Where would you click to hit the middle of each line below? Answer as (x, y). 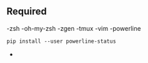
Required (27, 12)
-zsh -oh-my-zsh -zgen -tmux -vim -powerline (74, 28)
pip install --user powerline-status (61, 41)
